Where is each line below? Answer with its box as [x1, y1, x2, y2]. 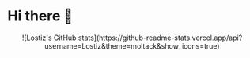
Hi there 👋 [7, 7, 73, 25]
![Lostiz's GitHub [21, 33, 77, 42]
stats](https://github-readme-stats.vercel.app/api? [78, 33, 243, 42]
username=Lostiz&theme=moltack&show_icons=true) [44, 41, 220, 50]
